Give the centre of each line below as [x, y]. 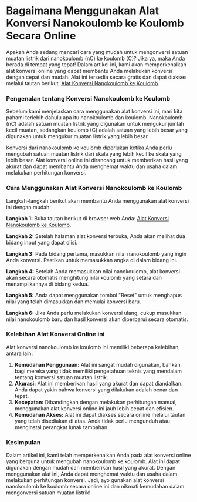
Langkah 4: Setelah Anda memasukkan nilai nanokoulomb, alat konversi [93, 271]
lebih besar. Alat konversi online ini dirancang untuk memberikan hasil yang [97, 160]
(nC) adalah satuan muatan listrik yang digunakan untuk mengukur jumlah [95, 124]
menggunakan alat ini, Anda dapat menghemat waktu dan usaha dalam [92, 474]
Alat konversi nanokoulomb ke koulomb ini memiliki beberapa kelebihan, [93, 347]
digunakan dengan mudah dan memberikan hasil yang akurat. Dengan [91, 468]
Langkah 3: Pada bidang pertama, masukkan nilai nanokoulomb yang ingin [96, 253]
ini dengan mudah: [28, 207]
